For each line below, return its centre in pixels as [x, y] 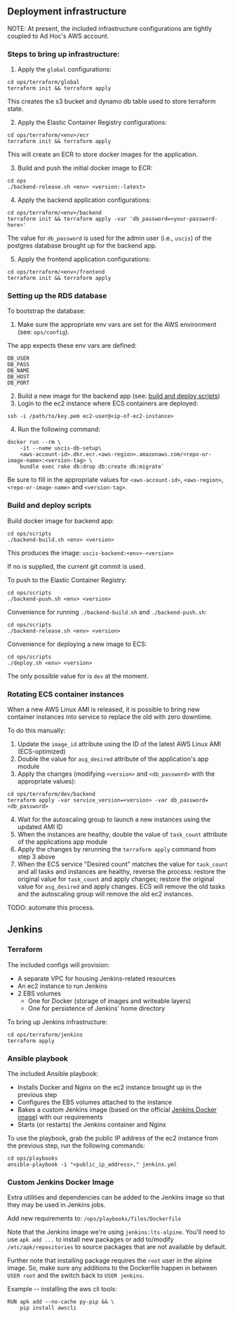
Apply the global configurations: [65, 69]
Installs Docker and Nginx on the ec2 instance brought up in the [109, 1087]
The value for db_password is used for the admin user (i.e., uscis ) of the [109, 238]
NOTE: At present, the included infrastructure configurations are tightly [110, 28]
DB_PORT [19, 383]
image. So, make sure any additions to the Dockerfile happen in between [112, 1268]
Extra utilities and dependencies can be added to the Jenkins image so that [116, 1197]
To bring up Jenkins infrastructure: [57, 1022]
